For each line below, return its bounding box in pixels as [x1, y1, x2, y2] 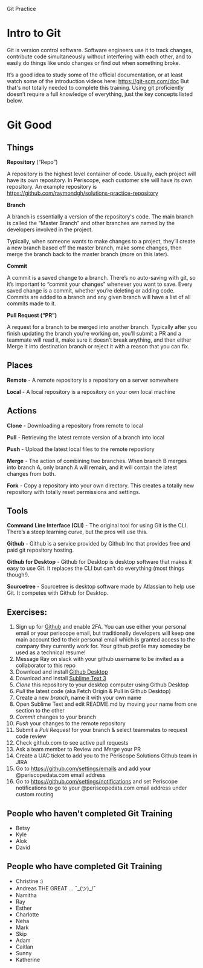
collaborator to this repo [15, 662, 76, 669]
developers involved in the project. [7, 226, 93, 233]
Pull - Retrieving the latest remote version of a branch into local [7, 433, 165, 441]
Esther [15, 904, 32, 912]
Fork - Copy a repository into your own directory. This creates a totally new [7, 482, 195, 489]
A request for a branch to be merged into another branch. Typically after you [7, 323, 197, 330]
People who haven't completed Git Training [7, 808, 173, 819]
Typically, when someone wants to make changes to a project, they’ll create [7, 237, 196, 245]
